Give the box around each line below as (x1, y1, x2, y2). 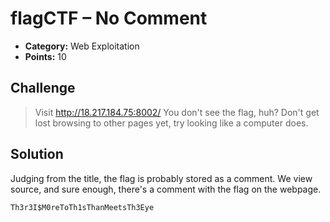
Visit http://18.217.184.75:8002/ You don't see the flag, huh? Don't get (34, 106, 320, 118)
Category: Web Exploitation (24, 40, 140, 52)
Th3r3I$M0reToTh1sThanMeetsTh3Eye (10, 202, 155, 212)
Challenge (10, 80, 76, 97)
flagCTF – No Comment (10, 7, 208, 30)
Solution (10, 146, 64, 163)
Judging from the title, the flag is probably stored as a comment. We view (10, 172, 313, 184)
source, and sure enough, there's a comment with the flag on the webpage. (10, 183, 322, 195)
